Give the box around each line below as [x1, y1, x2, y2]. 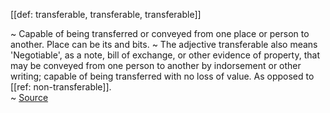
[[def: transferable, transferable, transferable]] [10, 9, 202, 20]
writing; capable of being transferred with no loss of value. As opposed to [10, 70, 315, 82]
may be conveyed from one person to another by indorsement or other [10, 60, 302, 71]
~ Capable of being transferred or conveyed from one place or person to [10, 28, 310, 39]
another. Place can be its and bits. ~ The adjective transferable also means [10, 39, 318, 50]
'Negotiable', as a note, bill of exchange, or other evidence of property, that [10, 49, 320, 61]
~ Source [10, 92, 49, 103]
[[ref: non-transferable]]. [10, 81, 112, 93]
